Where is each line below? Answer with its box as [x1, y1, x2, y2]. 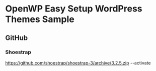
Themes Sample [5, 13, 74, 25]
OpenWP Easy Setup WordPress [5, 3, 142, 14]
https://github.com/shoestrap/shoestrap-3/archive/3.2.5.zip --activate [5, 59, 151, 65]
